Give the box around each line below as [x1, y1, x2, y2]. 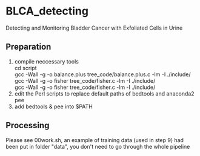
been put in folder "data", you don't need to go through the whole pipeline [5, 143, 190, 150]
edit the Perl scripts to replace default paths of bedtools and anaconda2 [14, 89, 195, 97]
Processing [5, 120, 50, 131]
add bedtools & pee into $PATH [14, 103, 93, 110]
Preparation [5, 42, 52, 52]
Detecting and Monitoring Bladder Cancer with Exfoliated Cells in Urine [5, 24, 183, 31]
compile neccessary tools [14, 57, 79, 65]
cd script [14, 64, 37, 71]
